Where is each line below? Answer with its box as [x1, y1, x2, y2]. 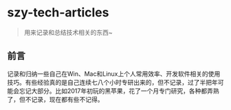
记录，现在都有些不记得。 [30, 95, 104, 103]
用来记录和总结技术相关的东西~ [23, 28, 113, 36]
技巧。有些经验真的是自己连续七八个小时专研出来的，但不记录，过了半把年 [7, 78, 218, 86]
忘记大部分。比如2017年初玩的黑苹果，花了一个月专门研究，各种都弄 [19, 87, 213, 95]
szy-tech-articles [7, 5, 109, 20]
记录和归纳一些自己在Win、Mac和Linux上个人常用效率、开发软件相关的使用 [7, 70, 221, 78]
